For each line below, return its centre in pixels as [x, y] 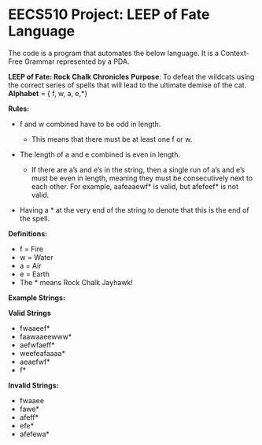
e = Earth [34, 274]
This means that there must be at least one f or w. [112, 139]
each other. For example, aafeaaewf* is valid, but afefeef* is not [135, 186]
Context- [234, 53]
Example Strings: [37, 298]
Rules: [19, 109]
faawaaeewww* [46, 336]
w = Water [36, 257]
